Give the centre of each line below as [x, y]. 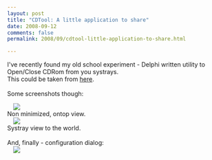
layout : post [26, 13]
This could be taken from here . [51, 79]
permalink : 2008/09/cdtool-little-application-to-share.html [97, 39]
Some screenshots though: [45, 94]
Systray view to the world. [44, 128]
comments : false [30, 33]
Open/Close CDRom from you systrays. [63, 72]
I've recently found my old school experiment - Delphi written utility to [106, 65]
